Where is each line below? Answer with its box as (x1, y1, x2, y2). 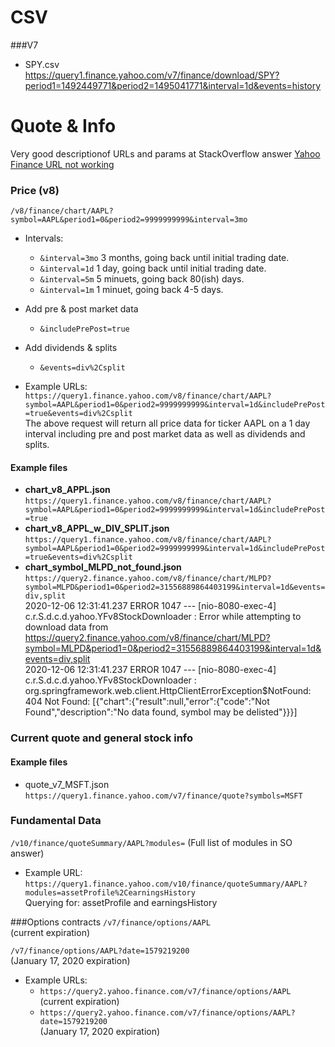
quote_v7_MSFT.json (24, 778, 110, 790)
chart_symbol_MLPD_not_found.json (24, 561, 182, 573)
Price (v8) (10, 183, 60, 197)
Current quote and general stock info (10, 731, 194, 745)
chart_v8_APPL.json (24, 484, 111, 496)
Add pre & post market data (24, 303, 139, 315)
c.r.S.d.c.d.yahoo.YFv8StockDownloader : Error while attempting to (24, 611, 302, 623)
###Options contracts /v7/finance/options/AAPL (10, 916, 211, 928)
